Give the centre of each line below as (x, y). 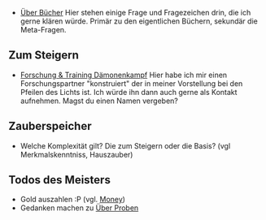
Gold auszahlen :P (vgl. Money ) (73, 200)
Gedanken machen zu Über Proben (79, 208)
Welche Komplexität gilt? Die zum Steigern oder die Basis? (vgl (125, 145)
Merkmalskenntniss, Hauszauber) (76, 154)
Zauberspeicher (50, 126)
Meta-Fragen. (43, 30)
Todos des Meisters (60, 180)
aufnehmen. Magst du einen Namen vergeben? (99, 101)
